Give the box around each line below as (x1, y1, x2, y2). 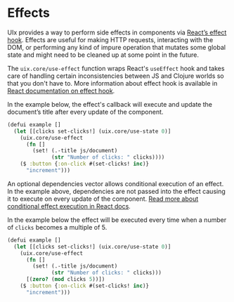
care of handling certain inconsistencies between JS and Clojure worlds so (7, 72, 225, 80)
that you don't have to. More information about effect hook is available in (7, 79, 218, 87)
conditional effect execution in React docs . (7, 202, 131, 210)
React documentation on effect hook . (7, 86, 115, 95)
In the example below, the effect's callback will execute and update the (7, 100, 213, 108)
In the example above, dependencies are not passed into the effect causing (7, 187, 226, 195)
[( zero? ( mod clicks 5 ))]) (25, 276, 105, 283)
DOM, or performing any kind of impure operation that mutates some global (7, 43, 226, 51)
